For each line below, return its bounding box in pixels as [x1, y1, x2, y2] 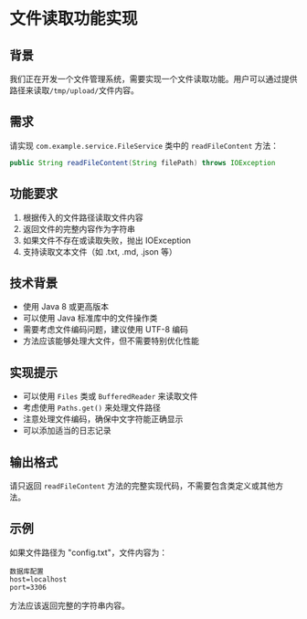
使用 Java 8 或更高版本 [22, 301, 110, 312]
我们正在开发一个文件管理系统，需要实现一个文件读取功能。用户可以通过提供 [9, 74, 298, 84]
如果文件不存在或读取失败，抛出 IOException [22, 235, 192, 246]
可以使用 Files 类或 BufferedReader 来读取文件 [22, 391, 198, 402]
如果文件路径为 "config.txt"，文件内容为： [9, 547, 167, 558]
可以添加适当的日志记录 [22, 425, 111, 436]
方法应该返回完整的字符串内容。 [9, 600, 130, 611]
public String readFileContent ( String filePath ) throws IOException [9, 158, 276, 167]
